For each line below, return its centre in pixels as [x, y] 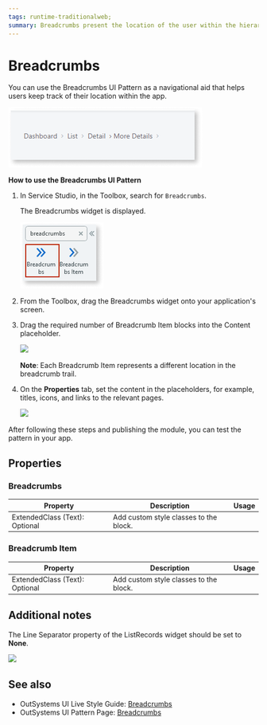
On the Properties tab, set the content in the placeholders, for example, [137, 390]
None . [19, 643]
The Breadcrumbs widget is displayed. [83, 211]
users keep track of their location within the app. [87, 96]
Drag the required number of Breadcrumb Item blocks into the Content [135, 325]
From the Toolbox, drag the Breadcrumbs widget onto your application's [138, 301]
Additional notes [50, 615]
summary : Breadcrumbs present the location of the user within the [122, 25]
